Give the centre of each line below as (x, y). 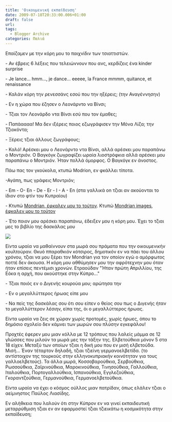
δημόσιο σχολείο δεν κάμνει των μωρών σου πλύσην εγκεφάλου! (76, 324)
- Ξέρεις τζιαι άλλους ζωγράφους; (43, 139)
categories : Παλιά (25, 39)
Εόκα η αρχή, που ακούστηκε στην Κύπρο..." (53, 273)
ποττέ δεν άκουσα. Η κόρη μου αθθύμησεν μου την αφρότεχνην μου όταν (84, 262)
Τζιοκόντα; (17, 130)
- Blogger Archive (30, 34)
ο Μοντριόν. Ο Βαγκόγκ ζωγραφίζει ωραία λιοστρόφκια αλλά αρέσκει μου (85, 155)
